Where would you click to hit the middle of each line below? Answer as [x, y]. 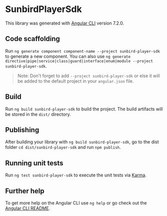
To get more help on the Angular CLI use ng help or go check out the [76, 203]
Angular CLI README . [28, 208]
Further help [25, 191]
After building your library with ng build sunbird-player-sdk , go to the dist [82, 142]
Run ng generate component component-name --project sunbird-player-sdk [82, 51]
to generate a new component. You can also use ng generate [68, 56]
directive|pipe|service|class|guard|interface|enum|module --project [79, 61]
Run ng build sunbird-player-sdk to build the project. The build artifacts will [84, 109]
